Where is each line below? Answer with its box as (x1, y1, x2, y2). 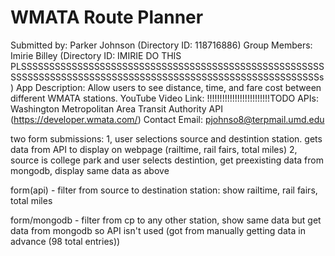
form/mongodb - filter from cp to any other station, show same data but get (10, 214, 322, 226)
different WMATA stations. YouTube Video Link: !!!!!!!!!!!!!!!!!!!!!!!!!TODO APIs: (10, 92, 319, 104)
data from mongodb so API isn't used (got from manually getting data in (10, 224, 306, 236)
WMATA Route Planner (10, 6, 204, 29)
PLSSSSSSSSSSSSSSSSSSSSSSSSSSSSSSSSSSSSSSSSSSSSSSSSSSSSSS (10, 60, 325, 72)
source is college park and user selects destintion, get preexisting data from (10, 154, 324, 166)
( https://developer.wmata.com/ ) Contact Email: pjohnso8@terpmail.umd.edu (10, 113, 325, 125)
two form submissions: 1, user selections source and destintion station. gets (10, 132, 323, 145)
